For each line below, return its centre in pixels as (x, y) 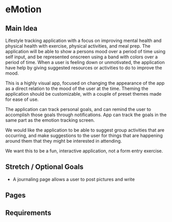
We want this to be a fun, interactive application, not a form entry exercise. (84, 151)
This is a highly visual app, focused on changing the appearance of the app (85, 83)
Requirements (28, 213)
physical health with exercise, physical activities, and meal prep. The (78, 46)
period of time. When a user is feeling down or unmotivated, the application (85, 62)
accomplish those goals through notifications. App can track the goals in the (86, 115)
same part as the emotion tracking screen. (50, 120)
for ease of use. (22, 99)
